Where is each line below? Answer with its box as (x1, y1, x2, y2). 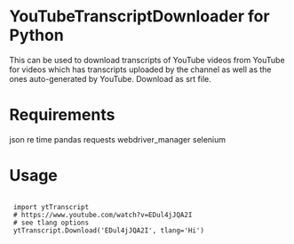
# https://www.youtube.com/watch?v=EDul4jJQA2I (12, 210, 193, 219)
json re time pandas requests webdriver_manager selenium (9, 134, 226, 144)
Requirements (9, 105, 115, 126)
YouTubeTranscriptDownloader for (9, 6, 270, 27)
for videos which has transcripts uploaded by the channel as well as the (9, 64, 273, 75)
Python (9, 25, 64, 45)
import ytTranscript (12, 202, 90, 211)
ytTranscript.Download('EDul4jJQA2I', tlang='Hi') (12, 225, 204, 235)
